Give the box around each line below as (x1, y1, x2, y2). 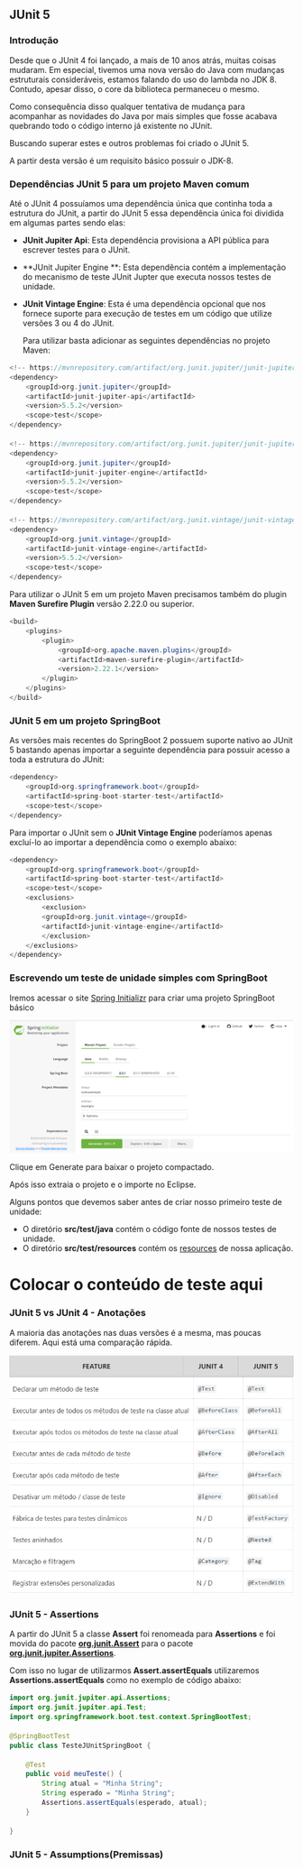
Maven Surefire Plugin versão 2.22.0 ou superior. (9, 599, 195, 610)
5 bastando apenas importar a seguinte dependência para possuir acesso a (9, 744, 290, 756)
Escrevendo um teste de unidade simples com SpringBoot (9, 971, 268, 984)
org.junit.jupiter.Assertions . (9, 1648, 116, 1659)
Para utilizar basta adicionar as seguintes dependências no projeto (22, 335, 271, 345)
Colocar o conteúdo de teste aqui (9, 1275, 263, 1295)
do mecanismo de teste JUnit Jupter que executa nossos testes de (22, 271, 272, 282)
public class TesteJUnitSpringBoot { (9, 1741, 151, 1750)
